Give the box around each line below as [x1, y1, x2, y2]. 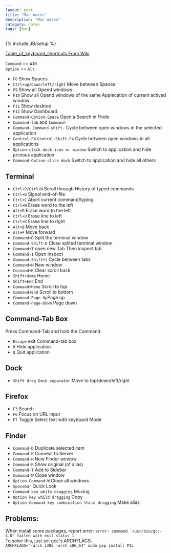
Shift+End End [12, 278, 44, 284]
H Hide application [12, 343, 51, 349]
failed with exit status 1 [16, 533, 74, 538]
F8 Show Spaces [12, 76, 48, 82]
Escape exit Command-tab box [12, 338, 77, 344]
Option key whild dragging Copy [12, 494, 83, 500]
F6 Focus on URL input [12, 411, 60, 417]
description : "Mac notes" [5, 17, 60, 22]
